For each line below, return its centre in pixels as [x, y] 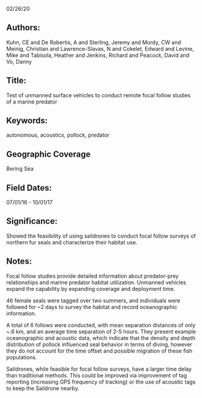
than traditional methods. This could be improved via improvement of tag [96, 375]
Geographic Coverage [49, 154]
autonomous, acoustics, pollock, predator [58, 135]
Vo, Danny [19, 61]
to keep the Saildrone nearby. [43, 388]
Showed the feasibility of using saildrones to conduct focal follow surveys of [101, 236]
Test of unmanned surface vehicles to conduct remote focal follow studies [99, 95]
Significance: [32, 221]
